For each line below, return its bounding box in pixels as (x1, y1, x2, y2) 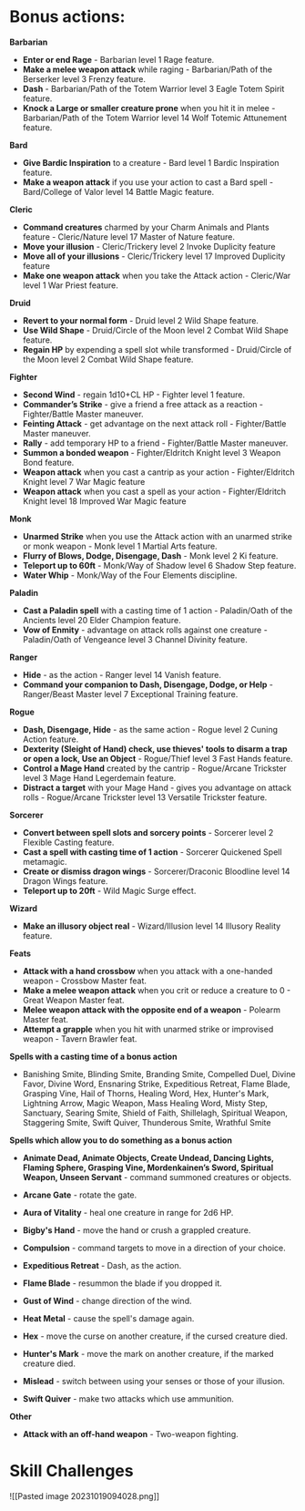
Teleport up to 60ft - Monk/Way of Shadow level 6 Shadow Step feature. (22, 560, 297, 570)
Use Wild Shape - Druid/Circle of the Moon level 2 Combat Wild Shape (22, 324, 289, 335)
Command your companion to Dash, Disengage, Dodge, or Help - (22, 679, 274, 690)
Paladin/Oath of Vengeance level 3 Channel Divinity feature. (22, 633, 248, 644)
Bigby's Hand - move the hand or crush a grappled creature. (22, 1224, 251, 1236)
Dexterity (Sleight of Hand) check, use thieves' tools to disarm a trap (22, 743, 289, 754)
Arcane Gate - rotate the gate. (22, 1189, 137, 1200)
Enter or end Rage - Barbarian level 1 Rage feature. (22, 54, 215, 65)
